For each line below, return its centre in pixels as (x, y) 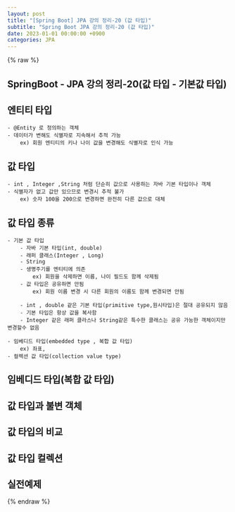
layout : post (26, 14)
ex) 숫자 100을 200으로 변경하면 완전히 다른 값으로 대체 (93, 199)
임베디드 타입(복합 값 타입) (61, 380)
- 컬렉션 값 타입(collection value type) (64, 356)
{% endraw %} (29, 501)
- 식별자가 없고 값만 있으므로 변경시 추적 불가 (66, 192)
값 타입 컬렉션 (35, 458)
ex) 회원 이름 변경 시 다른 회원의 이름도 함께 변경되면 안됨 (108, 292)
